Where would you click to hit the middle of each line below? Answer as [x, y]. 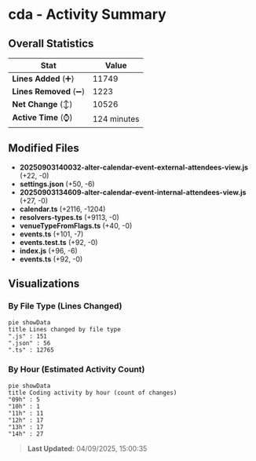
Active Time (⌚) [42, 117]
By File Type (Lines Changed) [65, 306]
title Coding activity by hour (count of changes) [93, 393]
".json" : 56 [29, 343]
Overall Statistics [51, 44]
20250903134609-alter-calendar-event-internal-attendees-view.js [133, 192]
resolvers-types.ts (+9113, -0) [69, 217]
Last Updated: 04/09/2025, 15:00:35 [87, 448]
